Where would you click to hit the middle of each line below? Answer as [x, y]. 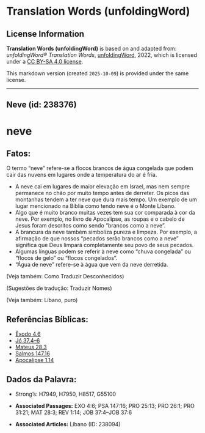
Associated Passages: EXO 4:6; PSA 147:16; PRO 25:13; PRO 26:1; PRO [105, 406]
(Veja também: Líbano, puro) [42, 300]
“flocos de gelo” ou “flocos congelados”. [66, 258]
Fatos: [19, 153]
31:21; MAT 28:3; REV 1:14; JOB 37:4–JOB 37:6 [74, 413]
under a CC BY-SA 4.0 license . [45, 61]
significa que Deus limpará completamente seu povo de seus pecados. [104, 245]
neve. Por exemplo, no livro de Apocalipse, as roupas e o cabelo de [100, 219]
